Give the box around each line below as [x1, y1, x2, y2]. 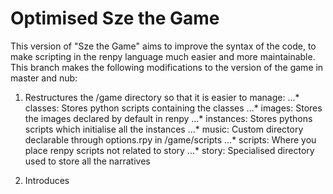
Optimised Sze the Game [10, 7, 220, 30]
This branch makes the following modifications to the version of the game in [10, 61, 324, 73]
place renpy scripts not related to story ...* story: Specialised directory [24, 144, 315, 156]
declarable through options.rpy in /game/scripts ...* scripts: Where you [24, 133, 317, 146]
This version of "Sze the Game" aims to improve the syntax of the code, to [10, 40, 317, 52]
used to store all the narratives [24, 155, 151, 167]
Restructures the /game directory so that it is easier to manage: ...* [24, 91, 300, 103]
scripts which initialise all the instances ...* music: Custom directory [24, 123, 304, 135]
